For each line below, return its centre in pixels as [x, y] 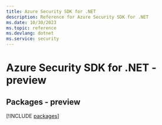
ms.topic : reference [32, 28]
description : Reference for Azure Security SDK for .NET [77, 17]
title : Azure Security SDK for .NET [51, 11]
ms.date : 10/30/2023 [32, 22]
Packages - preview [43, 102]
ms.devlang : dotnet [30, 33]
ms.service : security [33, 39]
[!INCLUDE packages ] [33, 116]
